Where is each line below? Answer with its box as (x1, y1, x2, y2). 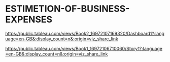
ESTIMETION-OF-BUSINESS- (5, 3, 130, 15)
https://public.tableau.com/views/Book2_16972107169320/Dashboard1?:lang (5, 30, 165, 36)
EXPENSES (5, 14, 52, 25)
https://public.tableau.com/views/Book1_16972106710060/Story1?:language (5, 45, 163, 51)
